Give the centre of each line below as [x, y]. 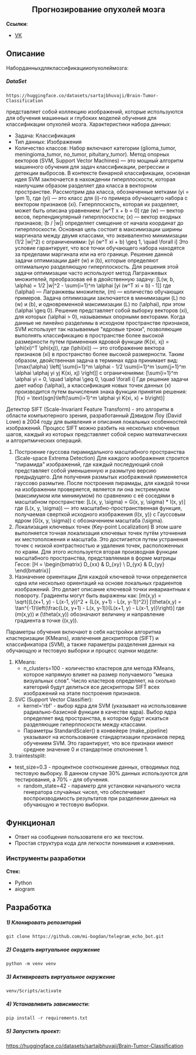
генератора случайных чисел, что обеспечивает [84, 792]
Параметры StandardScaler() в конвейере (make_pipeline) [96, 731]
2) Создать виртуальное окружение [53, 949]
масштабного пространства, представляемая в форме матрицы [95, 558]
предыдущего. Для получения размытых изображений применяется [101, 477]
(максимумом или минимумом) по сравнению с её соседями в [94, 495]
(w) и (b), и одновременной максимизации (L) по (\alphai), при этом [100, 304]
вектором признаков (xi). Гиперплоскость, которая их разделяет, [97, 204]
